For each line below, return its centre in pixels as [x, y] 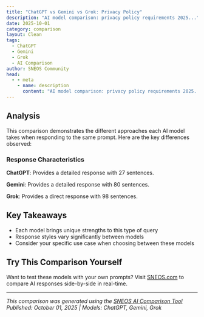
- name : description [43, 86]
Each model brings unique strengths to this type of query [87, 230]
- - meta [23, 80]
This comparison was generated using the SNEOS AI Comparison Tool [95, 301]
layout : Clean [24, 35]
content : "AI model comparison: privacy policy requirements [101, 91]
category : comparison [34, 29]
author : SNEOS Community [38, 69]
